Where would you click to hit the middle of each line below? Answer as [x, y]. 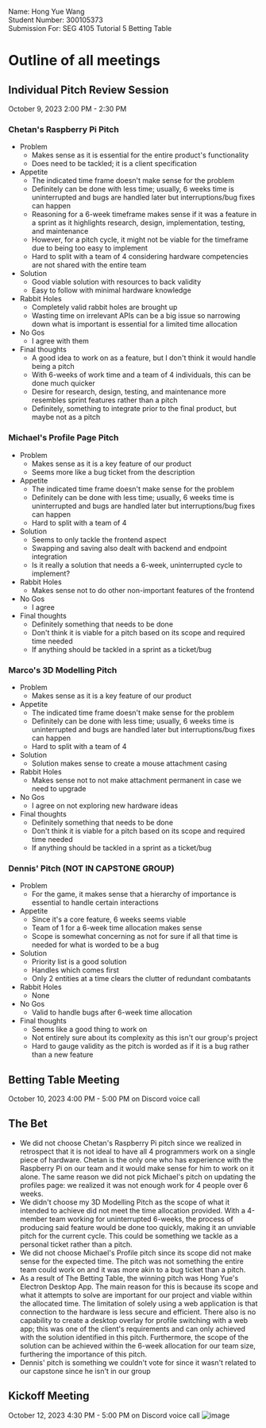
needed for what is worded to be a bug [95, 945]
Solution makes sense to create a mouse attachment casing [129, 763]
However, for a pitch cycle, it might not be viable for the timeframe [140, 240]
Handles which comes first [75, 970]
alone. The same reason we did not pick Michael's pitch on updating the [138, 1177]
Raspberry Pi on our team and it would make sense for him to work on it [137, 1168]
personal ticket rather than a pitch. [76, 1244]
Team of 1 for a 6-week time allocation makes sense [117, 928]
